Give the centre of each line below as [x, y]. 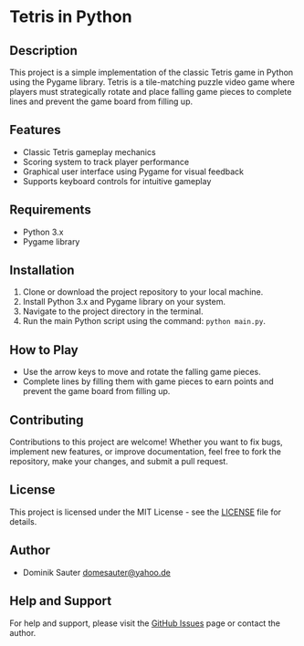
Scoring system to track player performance [106, 161]
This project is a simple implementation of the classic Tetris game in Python [152, 72]
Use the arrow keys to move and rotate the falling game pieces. [142, 372]
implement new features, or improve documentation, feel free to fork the [145, 452]
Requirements [50, 210]
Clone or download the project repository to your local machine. [143, 292]
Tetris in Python [71, 17]
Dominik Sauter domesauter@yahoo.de [96, 572]
